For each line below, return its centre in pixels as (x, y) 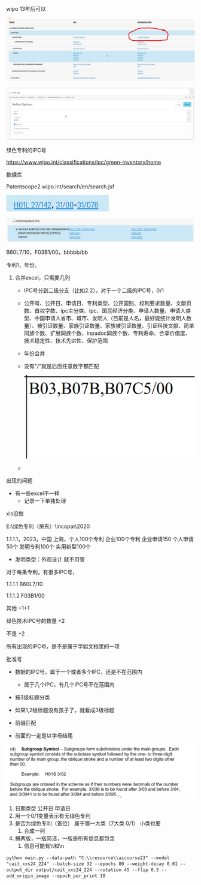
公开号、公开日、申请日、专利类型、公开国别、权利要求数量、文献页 (108, 303)
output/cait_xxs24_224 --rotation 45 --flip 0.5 (98, 870)
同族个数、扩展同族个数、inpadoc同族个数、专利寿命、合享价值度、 (107, 333)
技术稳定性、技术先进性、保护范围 (66, 341)
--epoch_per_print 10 (79, 876)
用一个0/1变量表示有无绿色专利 (53, 815)
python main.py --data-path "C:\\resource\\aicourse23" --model (88, 858)
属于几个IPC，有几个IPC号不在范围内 (69, 684)
